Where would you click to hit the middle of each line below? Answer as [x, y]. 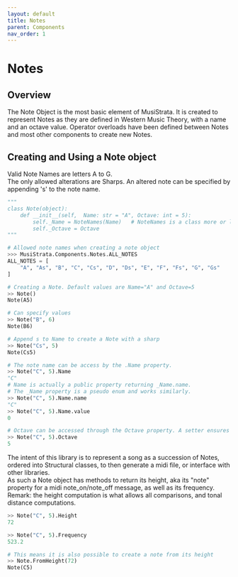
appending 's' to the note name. [54, 189]
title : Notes [27, 21]
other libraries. [29, 473]
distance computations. [42, 503]
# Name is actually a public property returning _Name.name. [100, 385]
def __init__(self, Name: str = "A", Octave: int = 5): [106, 215]
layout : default [31, 14]
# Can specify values [39, 313]
